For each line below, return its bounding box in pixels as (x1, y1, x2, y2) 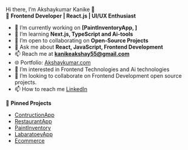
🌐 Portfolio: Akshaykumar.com (14, 59, 92, 66)
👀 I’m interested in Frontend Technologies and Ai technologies (14, 66, 170, 73)
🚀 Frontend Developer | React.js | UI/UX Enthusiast (5, 12, 136, 19)
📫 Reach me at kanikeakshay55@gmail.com (14, 50, 130, 57)
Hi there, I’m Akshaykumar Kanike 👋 (5, 6, 95, 13)
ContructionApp (14, 111, 55, 118)
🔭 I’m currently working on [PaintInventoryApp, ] (14, 24, 138, 31)
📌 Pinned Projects (5, 100, 52, 106)
